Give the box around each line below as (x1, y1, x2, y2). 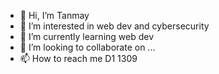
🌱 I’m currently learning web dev (19, 31, 155, 42)
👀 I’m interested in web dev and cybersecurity (19, 20, 210, 32)
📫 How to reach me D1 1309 (19, 53, 138, 64)
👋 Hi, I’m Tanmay (19, 10, 90, 21)
